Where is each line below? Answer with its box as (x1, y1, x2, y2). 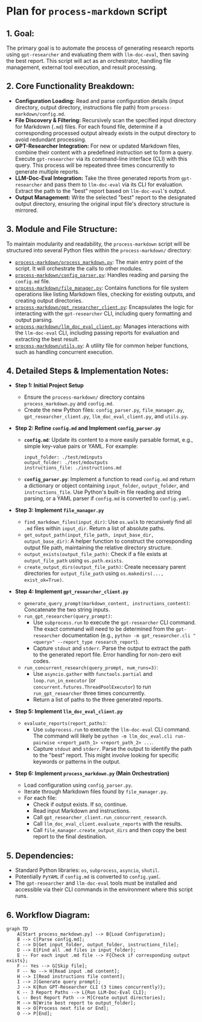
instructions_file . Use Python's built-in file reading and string (24, 488, 181, 496)
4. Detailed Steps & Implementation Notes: (6, 366, 169, 376)
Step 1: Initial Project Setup (14, 382, 84, 389)
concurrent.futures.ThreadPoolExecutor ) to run (33, 683, 151, 690)
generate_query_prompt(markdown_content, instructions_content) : (24, 600, 191, 607)
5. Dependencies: (6, 850, 74, 860)
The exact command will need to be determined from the (33, 625, 175, 633)
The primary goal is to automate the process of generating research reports (6, 44, 194, 51)
